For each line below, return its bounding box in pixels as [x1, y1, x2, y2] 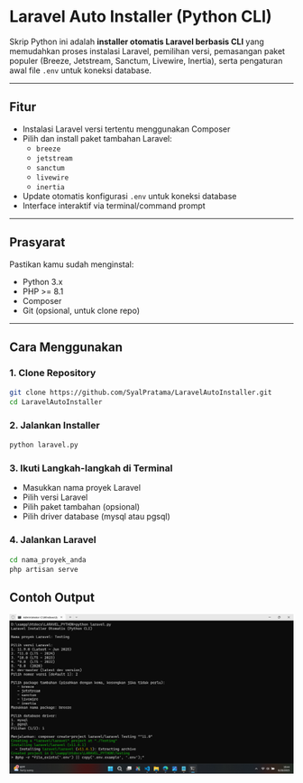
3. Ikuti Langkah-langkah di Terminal [9, 462, 173, 474]
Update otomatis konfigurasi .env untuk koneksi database [22, 190, 237, 201]
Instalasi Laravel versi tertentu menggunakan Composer [22, 124, 231, 134]
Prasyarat [9, 235, 66, 250]
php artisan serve [9, 565, 78, 574]
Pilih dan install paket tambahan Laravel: [22, 133, 173, 143]
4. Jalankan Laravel [9, 534, 96, 547]
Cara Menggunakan [9, 339, 124, 355]
